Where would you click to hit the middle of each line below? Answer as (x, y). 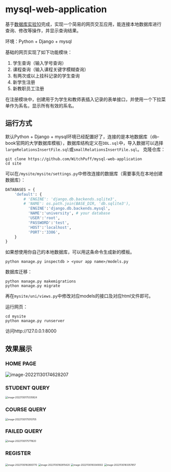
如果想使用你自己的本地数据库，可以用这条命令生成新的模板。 (70, 252)
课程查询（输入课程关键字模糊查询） (51, 69)
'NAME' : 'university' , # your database (69, 213)
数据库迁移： (19, 272)
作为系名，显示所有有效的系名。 (43, 106)
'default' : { (28, 194)
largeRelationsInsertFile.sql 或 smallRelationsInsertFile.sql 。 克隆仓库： (85, 149)
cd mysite (16, 317)
